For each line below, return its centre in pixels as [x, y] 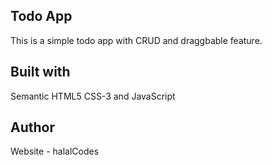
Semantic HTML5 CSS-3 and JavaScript [93, 96]
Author [32, 127]
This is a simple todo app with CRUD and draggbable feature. [136, 40]
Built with [40, 72]
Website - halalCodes [55, 151]
